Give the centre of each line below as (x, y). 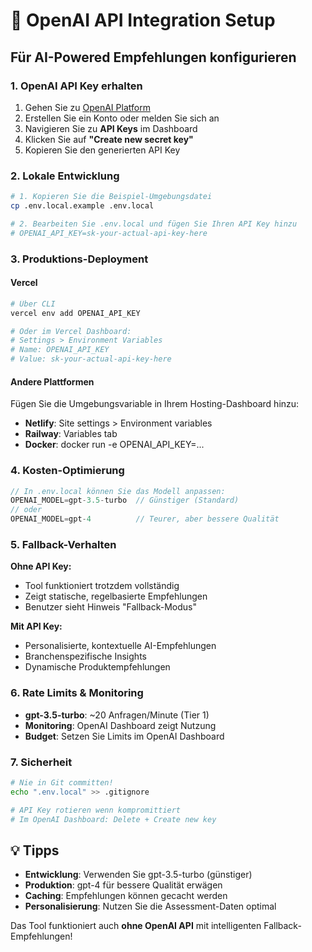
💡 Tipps (35, 850)
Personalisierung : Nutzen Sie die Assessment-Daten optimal (150, 906)
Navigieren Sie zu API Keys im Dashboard (111, 128)
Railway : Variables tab (71, 434)
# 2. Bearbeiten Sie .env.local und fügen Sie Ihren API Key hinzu (154, 224)
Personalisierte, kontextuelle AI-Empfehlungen (120, 646)
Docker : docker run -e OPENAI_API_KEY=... (114, 445)
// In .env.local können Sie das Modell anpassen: (118, 491)
